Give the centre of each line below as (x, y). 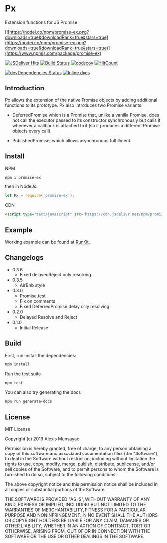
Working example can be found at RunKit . (48, 242)
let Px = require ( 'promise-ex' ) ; (40, 196)
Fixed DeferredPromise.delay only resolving (65, 306)
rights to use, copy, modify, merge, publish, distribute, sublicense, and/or (80, 464)
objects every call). (32, 131)
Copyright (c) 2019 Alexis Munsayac (42, 439)
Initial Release (34, 327)
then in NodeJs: (21, 186)
